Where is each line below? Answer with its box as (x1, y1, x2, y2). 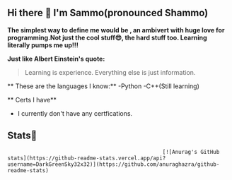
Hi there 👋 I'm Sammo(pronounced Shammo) (7, 7, 209, 19)
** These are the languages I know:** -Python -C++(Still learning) (7, 82, 200, 90)
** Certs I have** (7, 95, 57, 104)
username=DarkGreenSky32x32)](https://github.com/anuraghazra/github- (7, 160, 220, 168)
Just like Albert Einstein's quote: (7, 54, 105, 63)
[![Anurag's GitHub (162, 148, 220, 155)
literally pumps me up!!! (7, 40, 79, 49)
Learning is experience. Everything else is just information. (24, 68, 196, 76)
